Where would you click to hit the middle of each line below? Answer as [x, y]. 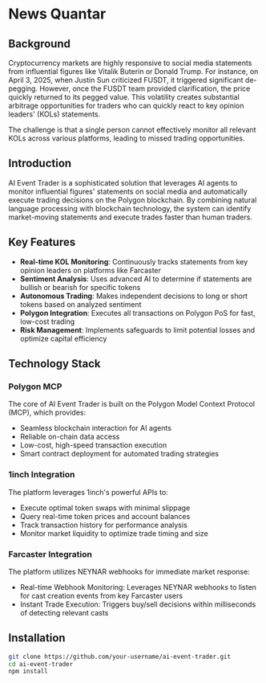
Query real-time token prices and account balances [105, 516]
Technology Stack [54, 364]
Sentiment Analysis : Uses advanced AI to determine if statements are [136, 279]
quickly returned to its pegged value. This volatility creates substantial [124, 97]
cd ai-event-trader [41, 664]
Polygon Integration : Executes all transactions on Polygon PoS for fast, [137, 313]
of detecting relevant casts [64, 612]
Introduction [40, 164]
